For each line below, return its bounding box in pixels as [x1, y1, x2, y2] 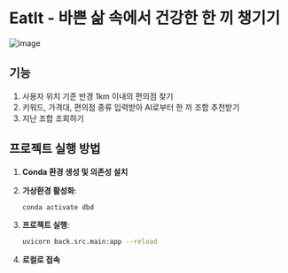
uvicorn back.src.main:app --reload [21, 238, 158, 246]
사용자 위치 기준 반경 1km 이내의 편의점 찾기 [21, 90, 174, 102]
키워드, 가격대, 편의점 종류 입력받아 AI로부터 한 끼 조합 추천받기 [21, 102, 240, 112]
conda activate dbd [21, 202, 95, 212]
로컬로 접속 [21, 254, 60, 265]
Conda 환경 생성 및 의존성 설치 [21, 166, 128, 177]
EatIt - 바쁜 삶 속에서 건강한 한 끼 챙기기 [9, 8, 281, 28]
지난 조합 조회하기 [21, 112, 84, 124]
